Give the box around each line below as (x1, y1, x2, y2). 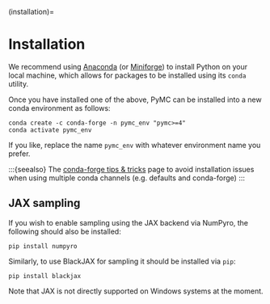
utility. (8, 78, 29, 88)
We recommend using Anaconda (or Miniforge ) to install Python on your (8, 61, 248, 71)
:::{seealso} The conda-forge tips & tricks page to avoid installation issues (8, 164, 255, 174)
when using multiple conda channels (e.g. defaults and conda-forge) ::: (8, 173, 245, 183)
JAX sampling (8, 196, 81, 210)
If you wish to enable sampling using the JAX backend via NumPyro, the (8, 217, 249, 227)
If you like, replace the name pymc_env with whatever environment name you (8, 140, 261, 150)
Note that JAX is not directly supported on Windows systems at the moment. (8, 286, 264, 296)
